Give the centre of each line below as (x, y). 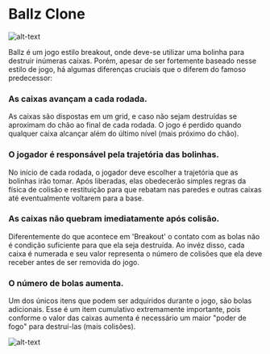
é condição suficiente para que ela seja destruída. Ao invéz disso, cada (127, 245)
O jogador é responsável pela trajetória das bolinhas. (114, 154)
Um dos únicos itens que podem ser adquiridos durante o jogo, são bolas (130, 301)
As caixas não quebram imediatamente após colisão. (114, 219)
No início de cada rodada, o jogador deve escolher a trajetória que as (123, 172)
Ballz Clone (47, 14)
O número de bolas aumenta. (66, 283)
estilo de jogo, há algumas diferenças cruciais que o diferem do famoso (127, 69)
